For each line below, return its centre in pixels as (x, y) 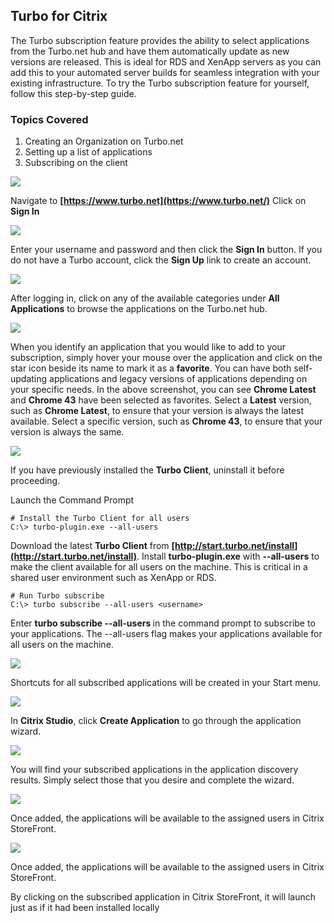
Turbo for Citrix (59, 16)
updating (29, 379)
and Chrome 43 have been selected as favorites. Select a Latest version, (161, 400)
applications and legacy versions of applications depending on (178, 379)
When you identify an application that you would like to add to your (148, 347)
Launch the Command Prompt (72, 500)
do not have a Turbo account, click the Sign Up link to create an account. (161, 260)
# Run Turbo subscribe (57, 596)
